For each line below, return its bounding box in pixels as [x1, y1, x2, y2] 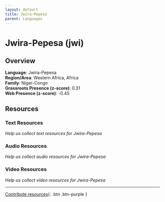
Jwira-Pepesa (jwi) [5, 37, 84, 48]
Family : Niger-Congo [5, 80, 48, 86]
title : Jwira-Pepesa [5, 12, 48, 17]
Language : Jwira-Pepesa [5, 69, 57, 76]
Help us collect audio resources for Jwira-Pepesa [5, 154, 106, 159]
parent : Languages [5, 16, 43, 21]
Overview [5, 57, 36, 65]
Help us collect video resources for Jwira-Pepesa [5, 177, 106, 183]
